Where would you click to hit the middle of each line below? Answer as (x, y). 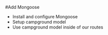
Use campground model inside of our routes (58, 27)
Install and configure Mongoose (45, 17)
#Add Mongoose (22, 7)
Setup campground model (39, 22)
